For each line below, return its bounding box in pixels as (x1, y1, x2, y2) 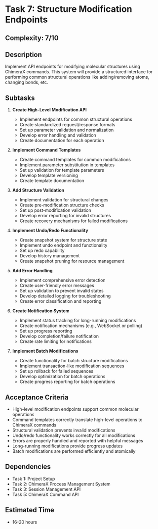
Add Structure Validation (12, 187, 65, 193)
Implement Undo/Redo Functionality (12, 228, 88, 234)
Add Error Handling (12, 268, 53, 274)
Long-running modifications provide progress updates (12, 443, 123, 449)
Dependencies (5, 463, 51, 471)
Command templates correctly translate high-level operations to (12, 417, 143, 423)
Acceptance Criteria (5, 393, 69, 401)
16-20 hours (12, 519, 38, 525)
